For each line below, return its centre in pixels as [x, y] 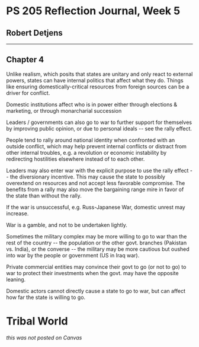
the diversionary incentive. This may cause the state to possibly [88, 177]
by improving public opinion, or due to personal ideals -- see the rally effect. [99, 128]
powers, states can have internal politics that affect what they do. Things [95, 80]
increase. [17, 213]
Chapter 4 [25, 60]
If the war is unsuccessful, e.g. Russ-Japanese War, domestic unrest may [96, 207]
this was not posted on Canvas [44, 338]
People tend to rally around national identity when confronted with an [91, 140]
